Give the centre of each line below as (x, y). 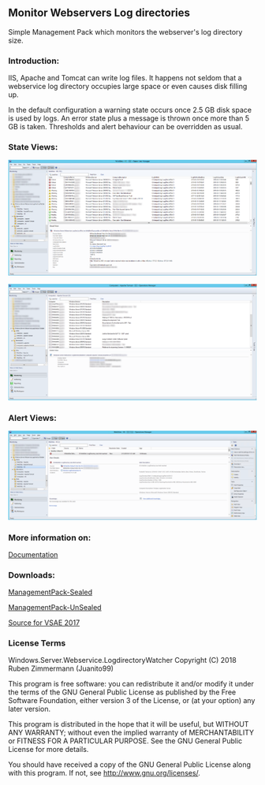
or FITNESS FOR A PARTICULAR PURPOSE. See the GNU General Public (125, 741)
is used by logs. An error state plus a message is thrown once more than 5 (129, 118)
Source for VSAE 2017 (44, 623)
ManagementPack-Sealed (50, 592)
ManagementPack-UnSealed (55, 608)
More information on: (50, 538)
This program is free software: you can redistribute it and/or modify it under (131, 684)
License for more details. (49, 750)
